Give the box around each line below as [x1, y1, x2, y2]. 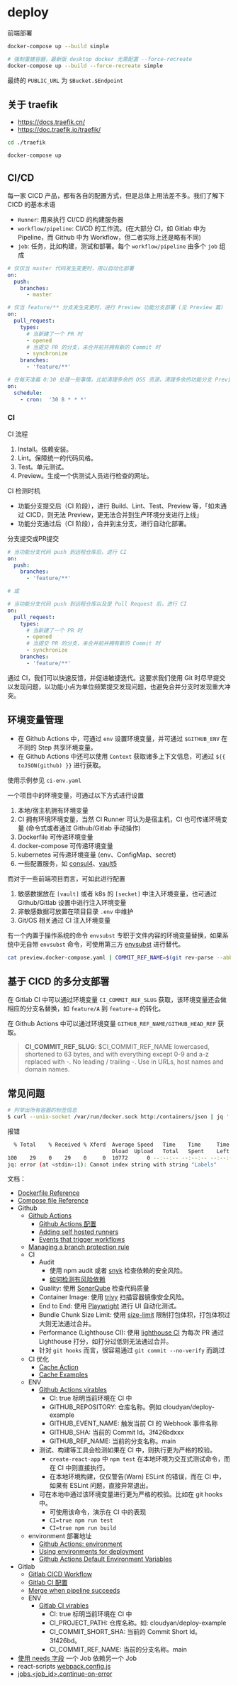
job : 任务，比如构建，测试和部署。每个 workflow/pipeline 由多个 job [17, 242, 218, 250]
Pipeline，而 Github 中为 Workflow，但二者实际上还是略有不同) [17, 233, 202, 241]
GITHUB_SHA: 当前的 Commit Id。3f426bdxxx [49, 1428, 184, 1437]
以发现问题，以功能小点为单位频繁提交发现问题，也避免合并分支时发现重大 [7, 682, 225, 691]
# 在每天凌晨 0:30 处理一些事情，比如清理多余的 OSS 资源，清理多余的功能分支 [7, 377, 212, 384]
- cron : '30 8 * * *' [20, 396, 87, 403]
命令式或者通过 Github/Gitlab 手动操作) [28, 823, 141, 832]
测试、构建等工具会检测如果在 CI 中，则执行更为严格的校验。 [38, 1446, 217, 1455]
